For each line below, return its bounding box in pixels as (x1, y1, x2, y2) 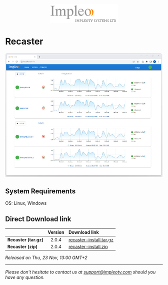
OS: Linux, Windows (5, 200, 47, 206)
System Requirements (5, 187, 76, 195)
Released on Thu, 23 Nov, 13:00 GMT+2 (5, 254, 87, 261)
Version (47, 229, 64, 235)
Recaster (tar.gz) (7, 236, 44, 242)
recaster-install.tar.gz (68, 236, 114, 242)
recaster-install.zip (68, 243, 108, 249)
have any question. (5, 274, 45, 280)
